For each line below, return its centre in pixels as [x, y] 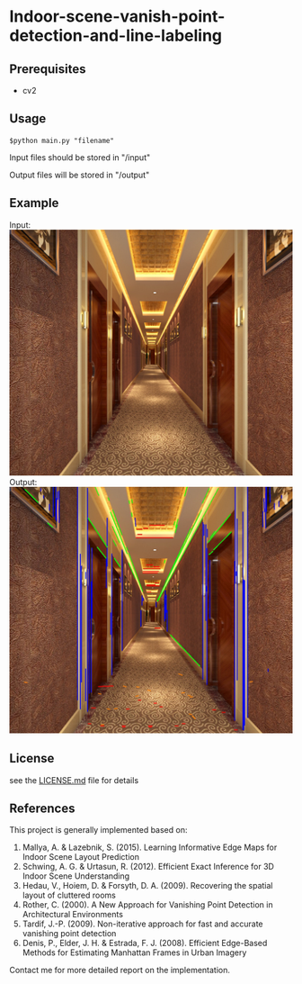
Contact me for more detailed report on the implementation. [120, 970]
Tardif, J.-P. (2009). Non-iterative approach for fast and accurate [142, 924]
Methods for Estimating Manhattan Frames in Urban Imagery [134, 952]
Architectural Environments [73, 915]
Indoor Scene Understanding [76, 876]
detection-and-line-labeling [116, 36]
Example [34, 203]
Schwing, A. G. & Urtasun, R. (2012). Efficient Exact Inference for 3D [148, 867]
